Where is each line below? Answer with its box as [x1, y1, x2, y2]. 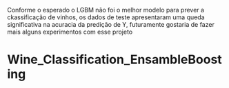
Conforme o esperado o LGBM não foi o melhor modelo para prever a [7, 6, 205, 14]
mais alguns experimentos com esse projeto [7, 27, 133, 36]
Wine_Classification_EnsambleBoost [7, 52, 222, 67]
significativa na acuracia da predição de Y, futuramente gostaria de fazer [7, 21, 215, 28]
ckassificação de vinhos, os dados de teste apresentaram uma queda [7, 13, 205, 21]
